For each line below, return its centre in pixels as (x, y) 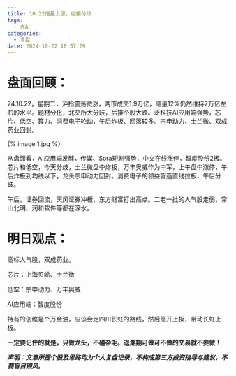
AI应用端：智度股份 (35, 304)
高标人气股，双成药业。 (41, 259)
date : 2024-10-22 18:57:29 (46, 46)
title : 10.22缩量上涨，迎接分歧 (50, 14)
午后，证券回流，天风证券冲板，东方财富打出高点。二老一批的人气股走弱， (114, 199)
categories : (24, 33)
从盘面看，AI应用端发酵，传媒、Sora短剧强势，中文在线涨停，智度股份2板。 (117, 158)
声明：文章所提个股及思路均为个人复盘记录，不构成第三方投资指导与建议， (114, 357)
